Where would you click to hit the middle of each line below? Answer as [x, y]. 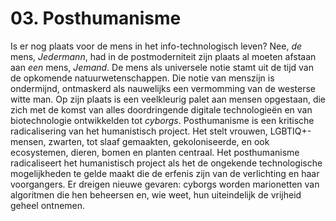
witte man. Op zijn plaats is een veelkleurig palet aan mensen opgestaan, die [168, 99]
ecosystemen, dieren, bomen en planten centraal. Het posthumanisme [155, 152]
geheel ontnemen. [48, 205]
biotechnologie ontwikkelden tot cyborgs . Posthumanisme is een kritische [162, 120]
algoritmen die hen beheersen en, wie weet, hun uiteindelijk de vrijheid [156, 194]
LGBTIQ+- [290, 131]
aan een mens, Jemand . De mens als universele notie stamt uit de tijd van [162, 67]
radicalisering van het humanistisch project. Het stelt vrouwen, [139, 131]
